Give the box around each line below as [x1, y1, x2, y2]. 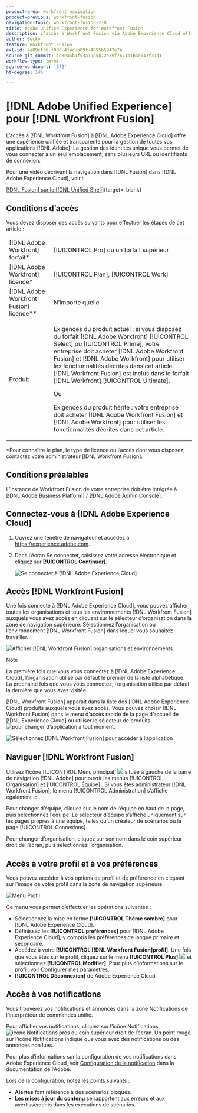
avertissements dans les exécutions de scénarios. [14, 1101, 136, 1108]
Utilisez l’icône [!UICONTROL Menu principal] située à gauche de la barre [6, 768, 192, 775]
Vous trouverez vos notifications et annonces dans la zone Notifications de [6, 1005, 189, 1012]
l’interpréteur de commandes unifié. [6, 1011, 93, 1018]
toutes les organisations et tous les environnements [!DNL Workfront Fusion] [6, 608, 192, 615]
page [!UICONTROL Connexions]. [6, 824, 87, 831]
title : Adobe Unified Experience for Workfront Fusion [6, 25, 144, 31]
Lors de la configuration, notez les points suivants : [6, 1077, 130, 1084]
